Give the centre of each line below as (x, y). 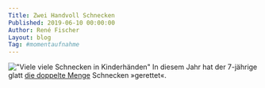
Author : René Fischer (44, 30)
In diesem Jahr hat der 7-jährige (205, 67)
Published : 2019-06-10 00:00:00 (61, 23)
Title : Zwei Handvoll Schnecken (61, 15)
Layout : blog (30, 37)
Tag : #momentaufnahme (44, 45)
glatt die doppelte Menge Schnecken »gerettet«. (87, 75)
